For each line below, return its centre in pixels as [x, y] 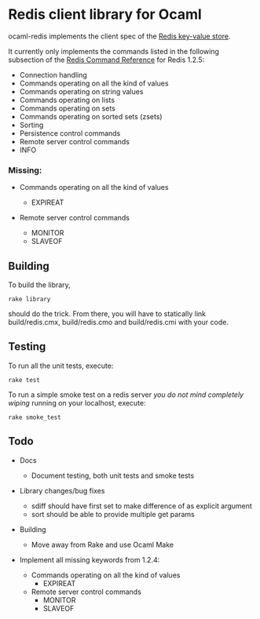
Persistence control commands [70, 133]
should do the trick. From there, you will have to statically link [107, 314]
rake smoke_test [35, 417]
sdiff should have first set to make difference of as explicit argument [142, 506]
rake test [24, 380]
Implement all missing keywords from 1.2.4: [90, 559]
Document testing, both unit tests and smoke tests [113, 475]
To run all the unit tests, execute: [61, 366]
